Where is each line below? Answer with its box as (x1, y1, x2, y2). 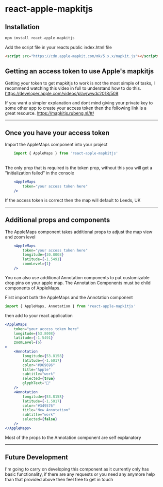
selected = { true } (22, 376, 55, 381)
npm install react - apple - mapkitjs (5, 35, 75, 40)
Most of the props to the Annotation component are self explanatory (5, 435, 142, 440)
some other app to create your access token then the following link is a (5, 105, 147, 111)
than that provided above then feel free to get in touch (5, 476, 113, 482)
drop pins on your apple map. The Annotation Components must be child (5, 280, 151, 285)
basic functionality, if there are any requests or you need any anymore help (5, 471, 155, 477)
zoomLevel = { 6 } (14, 340, 42, 345)
